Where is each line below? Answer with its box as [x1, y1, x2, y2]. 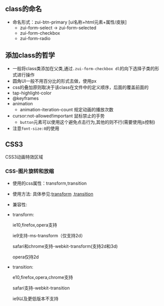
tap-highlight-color [12, 90, 51, 96]
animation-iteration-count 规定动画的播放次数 [19, 106, 113, 112]
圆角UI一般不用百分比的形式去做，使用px [12, 78, 96, 84]
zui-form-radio [19, 35, 51, 41]
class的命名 [5, 5, 42, 14]
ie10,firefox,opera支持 [12, 222, 57, 228]
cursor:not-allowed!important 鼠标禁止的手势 [12, 112, 105, 119]
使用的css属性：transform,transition [12, 180, 87, 186]
